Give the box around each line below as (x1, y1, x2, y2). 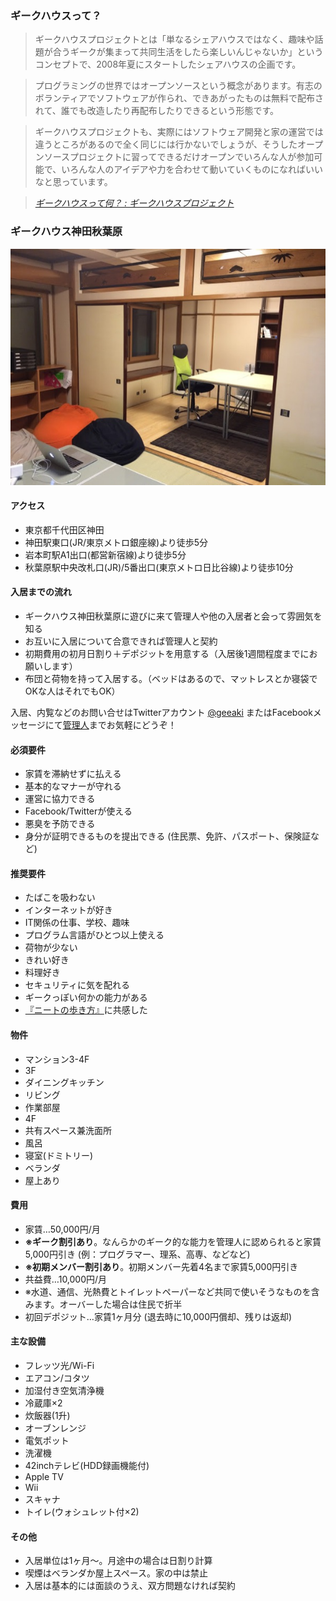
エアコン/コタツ (24, 1372, 90, 1384)
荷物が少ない (24, 942, 78, 954)
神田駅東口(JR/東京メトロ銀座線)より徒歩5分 (24, 536, 209, 548)
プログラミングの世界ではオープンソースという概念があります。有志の (34, 80, 323, 92)
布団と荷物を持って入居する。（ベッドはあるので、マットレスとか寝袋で (24, 673, 318, 684)
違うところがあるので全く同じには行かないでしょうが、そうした (34, 138, 298, 151)
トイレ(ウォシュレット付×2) (24, 1506, 140, 1518)
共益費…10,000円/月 (24, 1273, 108, 1285)
